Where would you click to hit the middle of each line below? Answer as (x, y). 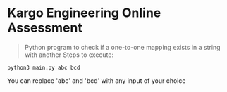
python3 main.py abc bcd (44, 67)
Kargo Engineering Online (84, 13)
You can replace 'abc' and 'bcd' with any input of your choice (97, 80)
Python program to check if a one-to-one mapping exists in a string (122, 47)
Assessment (45, 28)
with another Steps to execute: (69, 55)
